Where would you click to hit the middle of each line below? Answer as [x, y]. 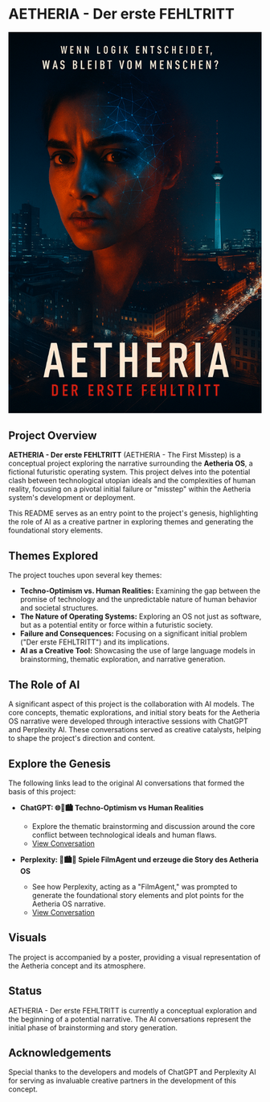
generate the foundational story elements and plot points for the [138, 895]
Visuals [27, 938]
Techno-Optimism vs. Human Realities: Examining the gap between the [140, 591]
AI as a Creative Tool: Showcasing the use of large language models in [137, 651]
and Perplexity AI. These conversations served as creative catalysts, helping [135, 730]
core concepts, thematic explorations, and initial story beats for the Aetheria [134, 713]
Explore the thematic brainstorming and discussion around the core [143, 826]
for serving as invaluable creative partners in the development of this [123, 1081]
